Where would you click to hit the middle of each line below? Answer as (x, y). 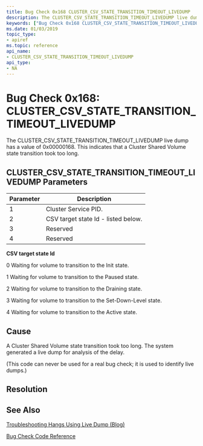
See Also (23, 410)
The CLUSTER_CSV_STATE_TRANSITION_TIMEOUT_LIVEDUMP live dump (98, 140)
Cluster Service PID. (74, 209)
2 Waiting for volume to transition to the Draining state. (74, 289)
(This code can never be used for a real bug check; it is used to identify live (100, 364)
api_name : (19, 51)
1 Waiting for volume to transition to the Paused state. (72, 277)
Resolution (27, 389)
